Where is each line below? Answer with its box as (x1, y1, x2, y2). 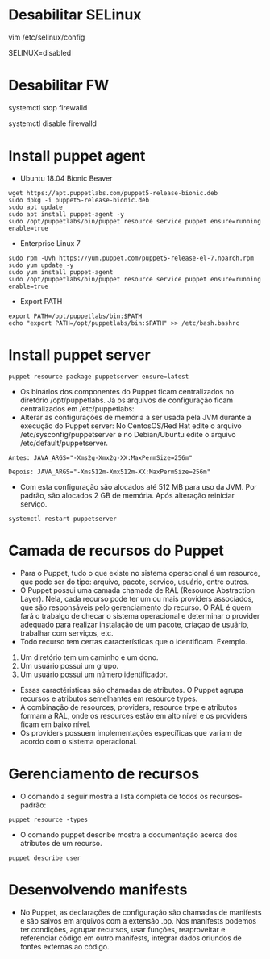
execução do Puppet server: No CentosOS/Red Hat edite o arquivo (19, 421, 242, 431)
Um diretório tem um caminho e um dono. (19, 652, 159, 662)
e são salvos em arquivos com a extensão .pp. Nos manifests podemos (19, 915, 256, 925)
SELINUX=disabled (8, 48, 72, 57)
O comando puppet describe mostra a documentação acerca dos (19, 829, 238, 840)
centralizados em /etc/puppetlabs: (19, 403, 135, 413)
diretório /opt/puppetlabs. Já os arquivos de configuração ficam (19, 395, 234, 405)
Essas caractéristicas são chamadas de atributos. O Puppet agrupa (19, 685, 244, 694)
